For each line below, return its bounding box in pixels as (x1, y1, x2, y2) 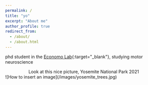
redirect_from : (5, 29, 37, 34)
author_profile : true (5, 24, 50, 29)
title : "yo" (5, 13, 30, 18)
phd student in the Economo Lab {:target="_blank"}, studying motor (5, 54, 143, 60)
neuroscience (5, 59, 33, 65)
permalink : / (5, 8, 32, 13)
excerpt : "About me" (5, 18, 48, 23)
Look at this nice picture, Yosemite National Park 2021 (28, 69, 140, 75)
